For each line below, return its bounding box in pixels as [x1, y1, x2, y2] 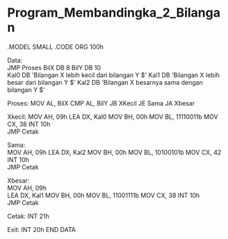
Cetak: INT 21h [7, 212, 50, 220]
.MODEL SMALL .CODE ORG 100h [7, 42, 104, 51]
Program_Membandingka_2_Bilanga [7, 5, 221, 21]
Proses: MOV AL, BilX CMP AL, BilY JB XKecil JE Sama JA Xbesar [7, 99, 195, 107]
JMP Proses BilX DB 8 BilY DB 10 [7, 63, 101, 72]
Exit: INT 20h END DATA [7, 225, 76, 233]
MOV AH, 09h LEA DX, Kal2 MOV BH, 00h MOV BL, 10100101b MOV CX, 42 [7, 148, 222, 156]
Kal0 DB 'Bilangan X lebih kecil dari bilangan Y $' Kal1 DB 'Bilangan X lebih [7, 71, 220, 79]
